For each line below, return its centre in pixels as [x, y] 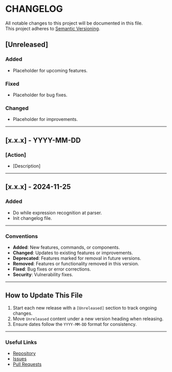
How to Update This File [44, 295]
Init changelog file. [32, 218]
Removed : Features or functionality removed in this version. [76, 263]
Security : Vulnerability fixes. [43, 274]
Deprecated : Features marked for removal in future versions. [77, 258]
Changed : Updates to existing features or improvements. [73, 253]
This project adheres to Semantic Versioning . [53, 28]
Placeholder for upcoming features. [50, 70]
